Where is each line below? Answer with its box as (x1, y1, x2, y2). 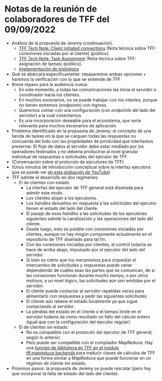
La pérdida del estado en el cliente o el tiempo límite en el (26, 309, 141, 314)
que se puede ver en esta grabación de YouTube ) (11, 169, 111, 175)
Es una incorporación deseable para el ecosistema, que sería (18, 118, 141, 123)
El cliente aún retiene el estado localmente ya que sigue (26, 298, 138, 304)
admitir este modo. (26, 190, 64, 195)
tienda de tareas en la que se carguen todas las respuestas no (11, 133, 136, 139)
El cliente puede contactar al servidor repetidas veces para (26, 288, 144, 294)
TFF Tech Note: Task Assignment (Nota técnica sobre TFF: (18, 55, 136, 61)
